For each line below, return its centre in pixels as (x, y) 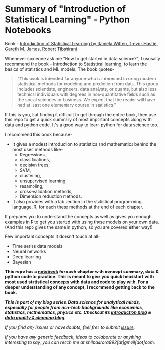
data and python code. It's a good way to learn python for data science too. (82, 125)
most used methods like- (37, 149)
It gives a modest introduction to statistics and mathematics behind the (84, 144)
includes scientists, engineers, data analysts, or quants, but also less (87, 89)
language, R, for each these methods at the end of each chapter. (78, 207)
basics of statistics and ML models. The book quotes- (60, 69)
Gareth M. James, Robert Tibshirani (41, 49)
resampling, (32, 186)
